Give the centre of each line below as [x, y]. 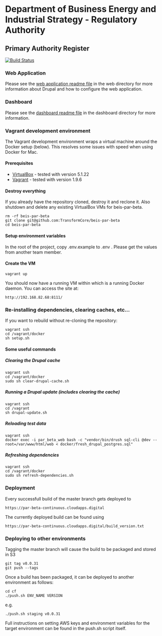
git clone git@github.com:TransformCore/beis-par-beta [63, 221]
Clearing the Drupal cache [33, 361]
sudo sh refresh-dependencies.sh [39, 476]
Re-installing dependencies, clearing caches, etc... [67, 310]
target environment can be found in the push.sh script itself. [66, 629]
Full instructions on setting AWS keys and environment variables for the [78, 623]
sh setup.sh [17, 338]
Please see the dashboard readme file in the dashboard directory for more [81, 113]
